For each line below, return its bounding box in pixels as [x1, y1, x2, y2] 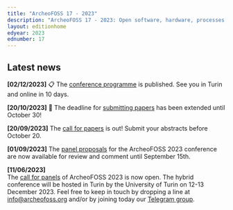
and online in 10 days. [7, 90, 69, 98]
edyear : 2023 [7, 29, 45, 37]
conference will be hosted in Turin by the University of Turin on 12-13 [7, 180, 205, 189]
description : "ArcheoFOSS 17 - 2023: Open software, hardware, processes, [7, 17, 228, 23]
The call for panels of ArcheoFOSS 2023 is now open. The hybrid [7, 173, 194, 181]
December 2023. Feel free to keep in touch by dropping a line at [7, 187, 191, 195]
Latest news [7, 61, 61, 73]
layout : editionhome [7, 23, 67, 30]
